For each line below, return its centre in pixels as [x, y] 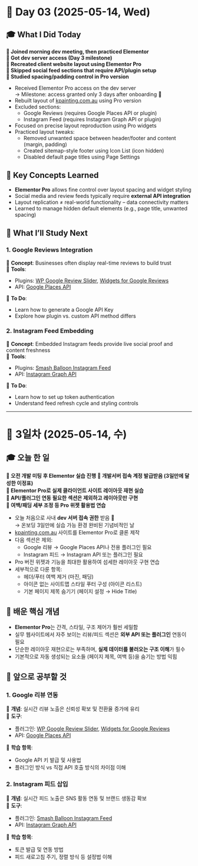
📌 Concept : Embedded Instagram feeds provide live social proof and [90, 343]
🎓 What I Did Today [44, 34]
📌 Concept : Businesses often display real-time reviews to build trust [89, 263]
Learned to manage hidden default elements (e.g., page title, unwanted [101, 208]
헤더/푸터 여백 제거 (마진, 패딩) [59, 576]
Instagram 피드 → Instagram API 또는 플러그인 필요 [83, 554]
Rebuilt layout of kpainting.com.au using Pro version [78, 100]
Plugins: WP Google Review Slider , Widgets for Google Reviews [92, 280]
